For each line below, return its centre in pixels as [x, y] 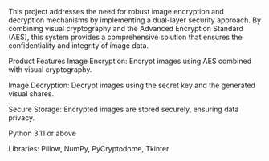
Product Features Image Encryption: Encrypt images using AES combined [130, 61]
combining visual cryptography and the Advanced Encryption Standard [126, 28]
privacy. [22, 118]
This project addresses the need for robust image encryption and [116, 12]
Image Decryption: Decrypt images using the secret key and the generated [132, 85]
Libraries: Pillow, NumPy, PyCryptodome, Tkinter [89, 149]
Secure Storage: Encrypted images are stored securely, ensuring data [124, 109]
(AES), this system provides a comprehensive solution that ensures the [125, 37]
